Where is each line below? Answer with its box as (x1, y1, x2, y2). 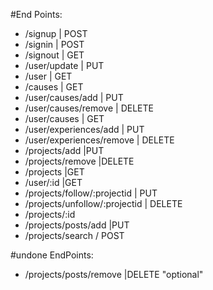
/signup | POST (24, 28, 88, 39)
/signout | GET (24, 49, 85, 61)
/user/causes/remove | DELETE (24, 102, 154, 114)
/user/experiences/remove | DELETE (24, 134, 175, 146)
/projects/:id (24, 209, 76, 220)
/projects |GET (24, 166, 85, 178)
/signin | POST (24, 39, 85, 50)
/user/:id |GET (24, 177, 83, 188)
